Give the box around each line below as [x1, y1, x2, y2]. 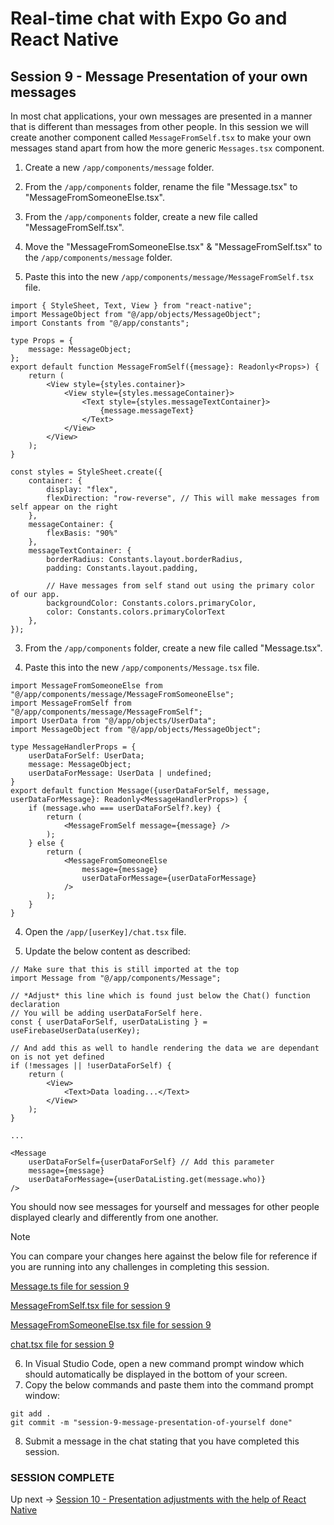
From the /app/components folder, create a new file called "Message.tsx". [24, 642, 323, 654]
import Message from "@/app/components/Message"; [10, 973, 222, 983]
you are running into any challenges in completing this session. [10, 1261, 270, 1272]
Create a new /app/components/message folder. [24, 162, 215, 173]
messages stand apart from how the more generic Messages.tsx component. [10, 142, 325, 154]
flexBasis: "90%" [46, 528, 118, 538]
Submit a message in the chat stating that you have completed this [24, 1435, 300, 1447]
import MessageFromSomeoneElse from [10, 681, 163, 691]
